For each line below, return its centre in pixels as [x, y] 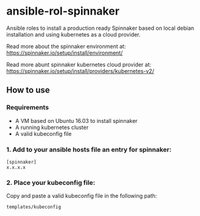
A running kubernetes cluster [52, 127]
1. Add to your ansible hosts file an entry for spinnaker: [89, 149]
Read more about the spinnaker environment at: [66, 46]
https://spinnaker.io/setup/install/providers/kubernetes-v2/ [80, 71]
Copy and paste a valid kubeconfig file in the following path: [82, 196]
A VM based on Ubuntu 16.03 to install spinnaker [76, 120]
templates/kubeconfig [34, 207]
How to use [28, 90]
